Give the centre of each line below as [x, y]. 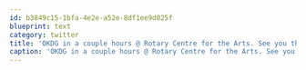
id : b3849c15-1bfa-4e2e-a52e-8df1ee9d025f [91, 18]
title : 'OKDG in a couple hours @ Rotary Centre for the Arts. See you [148, 43]
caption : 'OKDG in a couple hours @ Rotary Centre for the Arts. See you [153, 52]
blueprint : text [40, 26]
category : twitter [44, 35]
